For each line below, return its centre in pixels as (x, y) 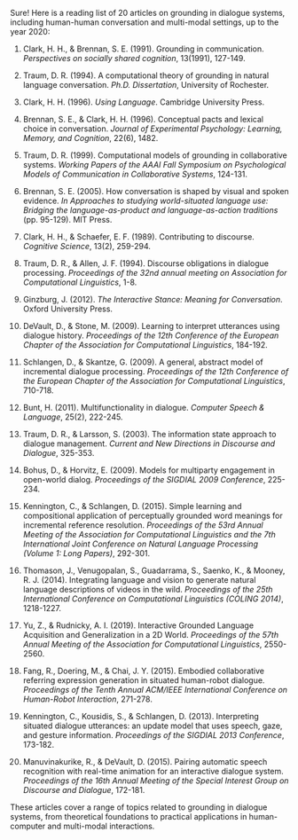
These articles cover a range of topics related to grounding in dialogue (139, 807)
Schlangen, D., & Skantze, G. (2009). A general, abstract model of (143, 362)
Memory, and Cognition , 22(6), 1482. (90, 138)
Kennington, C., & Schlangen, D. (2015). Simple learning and (132, 506)
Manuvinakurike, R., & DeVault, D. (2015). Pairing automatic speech (145, 761)
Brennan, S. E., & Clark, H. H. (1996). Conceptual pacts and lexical (143, 119)
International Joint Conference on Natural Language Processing (140, 544)
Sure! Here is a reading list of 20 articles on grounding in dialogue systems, (148, 13)
